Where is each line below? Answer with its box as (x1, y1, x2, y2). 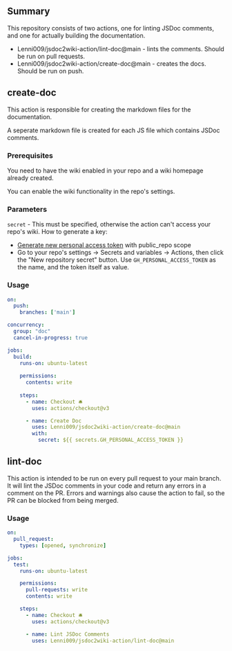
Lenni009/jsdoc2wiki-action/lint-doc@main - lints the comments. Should (17, 44, 224, 53)
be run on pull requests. (17, 52, 85, 60)
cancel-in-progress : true (13, 334, 88, 341)
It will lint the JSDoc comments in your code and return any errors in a (7, 481, 206, 490)
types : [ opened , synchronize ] (19, 542, 107, 549)
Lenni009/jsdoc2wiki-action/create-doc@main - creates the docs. (17, 59, 206, 68)
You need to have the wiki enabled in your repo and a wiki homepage (7, 166, 204, 175)
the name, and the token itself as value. (17, 263, 130, 271)
